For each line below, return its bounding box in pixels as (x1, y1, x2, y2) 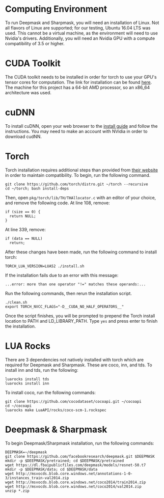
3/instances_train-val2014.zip (5, 475, 69, 480)
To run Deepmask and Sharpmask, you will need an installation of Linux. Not (5, 20, 160, 26)
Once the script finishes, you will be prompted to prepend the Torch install (5, 313, 156, 319)
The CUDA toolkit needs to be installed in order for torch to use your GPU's (5, 74, 157, 80)
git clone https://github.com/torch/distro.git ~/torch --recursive (5, 182, 148, 187)
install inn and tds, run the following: (5, 367, 79, 373)
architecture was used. (5, 89, 52, 95)
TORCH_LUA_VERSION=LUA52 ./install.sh (5, 264, 84, 269)
